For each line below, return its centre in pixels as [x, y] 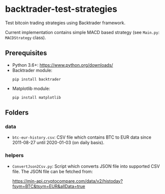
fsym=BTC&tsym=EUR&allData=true [49, 186]
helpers [14, 155]
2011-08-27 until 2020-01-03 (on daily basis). [58, 143]
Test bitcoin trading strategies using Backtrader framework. [65, 23]
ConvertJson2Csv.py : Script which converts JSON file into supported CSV [86, 166]
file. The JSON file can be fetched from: [53, 171]
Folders [17, 113]
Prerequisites [26, 53]
